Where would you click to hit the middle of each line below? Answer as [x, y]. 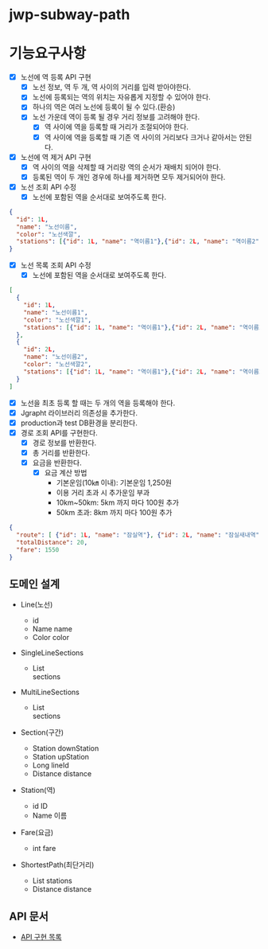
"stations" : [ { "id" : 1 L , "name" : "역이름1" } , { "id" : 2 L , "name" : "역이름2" [138, 242]
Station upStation [61, 757]
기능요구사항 [48, 54]
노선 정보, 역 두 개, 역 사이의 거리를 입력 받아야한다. [112, 87]
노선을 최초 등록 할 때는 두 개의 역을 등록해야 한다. [98, 403]
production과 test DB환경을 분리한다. [79, 423]
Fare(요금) [37, 833]
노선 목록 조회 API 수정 [56, 265]
